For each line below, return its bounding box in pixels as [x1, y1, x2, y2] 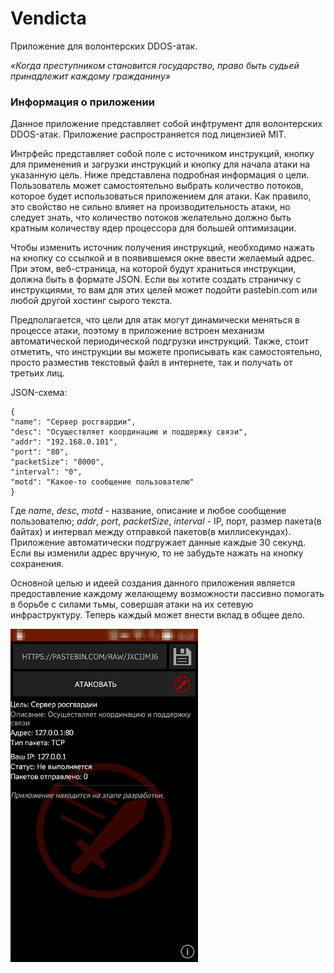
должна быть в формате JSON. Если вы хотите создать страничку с [10, 273, 302, 286]
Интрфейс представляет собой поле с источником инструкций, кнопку [10, 148, 315, 160]
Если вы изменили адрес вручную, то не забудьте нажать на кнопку [10, 547, 304, 559]
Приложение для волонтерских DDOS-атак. [10, 40, 198, 52]
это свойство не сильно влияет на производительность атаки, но [10, 201, 291, 213]
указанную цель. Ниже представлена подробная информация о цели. [10, 169, 310, 181]
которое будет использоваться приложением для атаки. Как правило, [10, 190, 312, 202]
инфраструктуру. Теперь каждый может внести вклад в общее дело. [10, 609, 306, 621]
